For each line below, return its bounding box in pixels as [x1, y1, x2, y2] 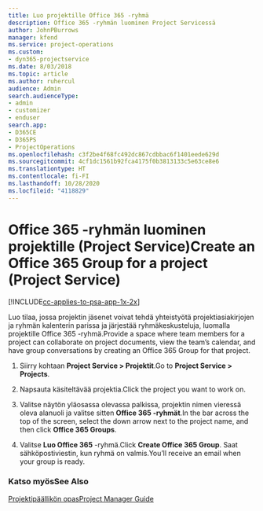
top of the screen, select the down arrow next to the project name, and [19, 416, 249, 425]
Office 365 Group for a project [8, 254, 208, 272]
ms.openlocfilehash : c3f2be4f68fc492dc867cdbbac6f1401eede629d [8, 150, 220, 158]
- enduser [8, 114, 41, 122]
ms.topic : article [8, 70, 68, 78]
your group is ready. [19, 457, 85, 466]
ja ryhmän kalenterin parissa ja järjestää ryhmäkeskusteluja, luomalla [8, 320, 230, 330]
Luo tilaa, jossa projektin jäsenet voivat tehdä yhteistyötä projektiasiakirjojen [8, 312, 254, 322]
